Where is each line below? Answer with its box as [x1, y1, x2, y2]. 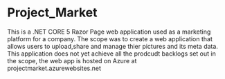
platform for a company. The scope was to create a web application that [7, 34, 213, 43]
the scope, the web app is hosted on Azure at [7, 56, 137, 65]
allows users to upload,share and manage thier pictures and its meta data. [7, 42, 218, 50]
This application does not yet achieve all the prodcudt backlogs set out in [7, 49, 216, 58]
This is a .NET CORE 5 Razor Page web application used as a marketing [7, 27, 211, 36]
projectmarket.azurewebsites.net [7, 64, 102, 72]
